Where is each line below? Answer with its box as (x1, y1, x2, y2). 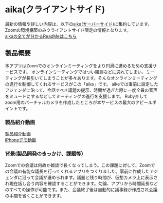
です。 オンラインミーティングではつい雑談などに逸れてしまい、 (18, 69, 146, 75)
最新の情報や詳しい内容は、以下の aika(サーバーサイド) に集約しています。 (5, 21, 152, 27)
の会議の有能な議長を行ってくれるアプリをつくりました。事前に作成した (5, 168, 150, 174)
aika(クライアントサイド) (5, 4, 106, 15)
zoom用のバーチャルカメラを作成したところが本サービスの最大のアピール (5, 99, 153, 105)
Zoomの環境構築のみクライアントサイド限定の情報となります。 (5, 27, 131, 33)
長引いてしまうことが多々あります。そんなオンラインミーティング (26, 75, 158, 81)
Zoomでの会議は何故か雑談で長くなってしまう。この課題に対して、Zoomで (5, 162, 156, 168)
